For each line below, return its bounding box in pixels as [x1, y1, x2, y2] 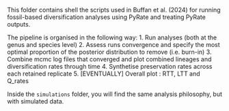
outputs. [7, 20, 31, 28]
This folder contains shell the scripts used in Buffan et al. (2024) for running [7, 6, 221, 14]
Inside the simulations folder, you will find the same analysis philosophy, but [7, 90, 223, 98]
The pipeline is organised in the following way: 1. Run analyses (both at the [7, 33, 217, 42]
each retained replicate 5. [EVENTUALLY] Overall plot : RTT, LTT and [7, 69, 200, 78]
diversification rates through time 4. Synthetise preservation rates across [7, 63, 213, 70]
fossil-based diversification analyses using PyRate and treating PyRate [7, 13, 206, 21]
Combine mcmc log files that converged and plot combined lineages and [7, 55, 212, 63]
